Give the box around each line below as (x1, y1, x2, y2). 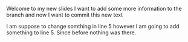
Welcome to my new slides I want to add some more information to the (6, 5, 183, 12)
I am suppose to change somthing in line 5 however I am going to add (6, 23, 180, 30)
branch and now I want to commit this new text (6, 11, 123, 18)
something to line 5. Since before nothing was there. (6, 29, 137, 36)
